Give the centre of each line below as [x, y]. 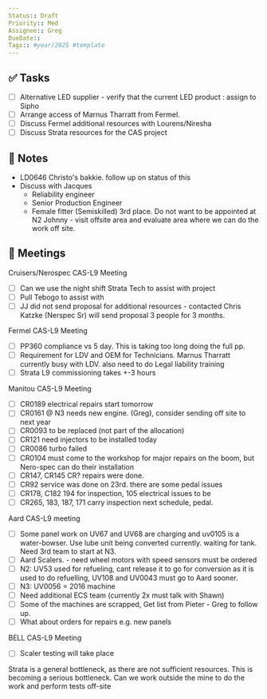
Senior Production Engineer [77, 203]
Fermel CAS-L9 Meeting [48, 331]
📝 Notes [28, 158]
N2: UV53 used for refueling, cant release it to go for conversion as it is [137, 569]
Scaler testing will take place [67, 653]
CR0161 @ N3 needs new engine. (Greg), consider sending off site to [133, 413]
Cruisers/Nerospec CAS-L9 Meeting [68, 272]
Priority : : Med [33, 23]
